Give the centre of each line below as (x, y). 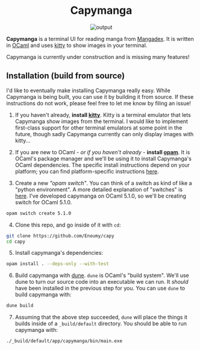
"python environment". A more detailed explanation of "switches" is (98, 189)
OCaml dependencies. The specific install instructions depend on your (102, 165)
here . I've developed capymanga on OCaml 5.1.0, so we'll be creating (101, 196)
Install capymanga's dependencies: (59, 253)
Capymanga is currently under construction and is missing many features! (98, 57)
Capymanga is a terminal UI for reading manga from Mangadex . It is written (100, 39)
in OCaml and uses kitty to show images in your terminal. (77, 45)
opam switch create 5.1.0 (39, 213)
